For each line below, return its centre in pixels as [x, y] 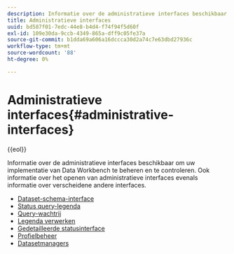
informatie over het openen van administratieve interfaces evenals [103, 177]
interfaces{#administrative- [90, 114]
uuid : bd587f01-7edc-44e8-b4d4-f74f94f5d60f [73, 27]
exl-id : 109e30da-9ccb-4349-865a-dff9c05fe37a [76, 33]
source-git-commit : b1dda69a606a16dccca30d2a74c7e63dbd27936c [100, 40]
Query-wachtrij [39, 213]
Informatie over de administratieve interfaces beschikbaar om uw [101, 162]
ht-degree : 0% [28, 59]
